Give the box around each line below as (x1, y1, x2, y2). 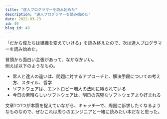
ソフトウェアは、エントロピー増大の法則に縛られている (12, 86, 126, 92)
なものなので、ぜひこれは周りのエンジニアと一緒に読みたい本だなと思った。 (5, 109, 163, 115)
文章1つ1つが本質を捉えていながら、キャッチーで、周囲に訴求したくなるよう (5, 103, 161, 109)
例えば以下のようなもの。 (5, 63, 58, 69)
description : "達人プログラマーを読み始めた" (5, 12, 91, 17)
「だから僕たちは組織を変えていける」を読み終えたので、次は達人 (5, 40, 141, 46)
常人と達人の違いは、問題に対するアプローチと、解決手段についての (12, 73, 152, 79)
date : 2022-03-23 (5, 16, 41, 21)
